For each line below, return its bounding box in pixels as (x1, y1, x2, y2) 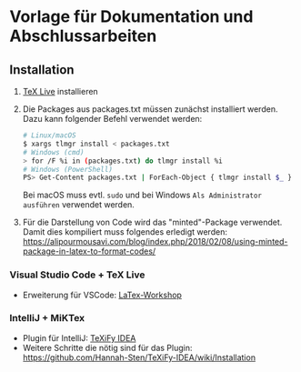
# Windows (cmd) (22, 147, 85, 156)
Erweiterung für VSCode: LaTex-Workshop (22, 289, 182, 300)
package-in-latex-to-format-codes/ (22, 246, 156, 256)
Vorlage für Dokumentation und (9, 6, 254, 27)
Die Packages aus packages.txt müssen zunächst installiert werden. (22, 104, 278, 115)
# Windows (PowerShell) (22, 165, 114, 174)
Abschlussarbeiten (9, 25, 157, 46)
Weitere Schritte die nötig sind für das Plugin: (22, 342, 193, 353)
